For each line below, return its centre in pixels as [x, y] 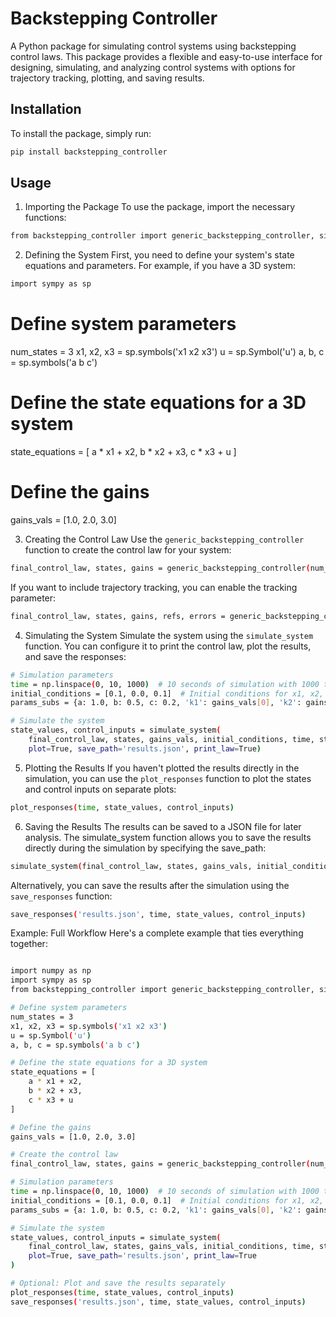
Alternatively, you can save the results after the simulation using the [150, 885]
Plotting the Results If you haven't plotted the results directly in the [162, 768]
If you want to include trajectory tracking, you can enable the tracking [154, 587]
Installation [46, 109]
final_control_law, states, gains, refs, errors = [118, 616]
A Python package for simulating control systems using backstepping [153, 46]
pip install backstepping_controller [89, 152]
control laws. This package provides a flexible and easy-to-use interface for [166, 56]
